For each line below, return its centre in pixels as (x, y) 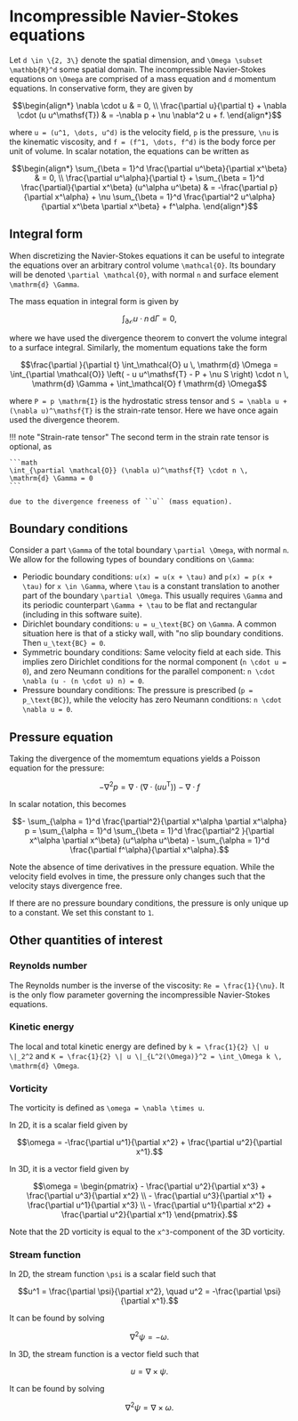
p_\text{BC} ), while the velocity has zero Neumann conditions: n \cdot (152, 699)
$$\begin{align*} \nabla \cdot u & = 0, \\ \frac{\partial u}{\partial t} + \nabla (149, 105)
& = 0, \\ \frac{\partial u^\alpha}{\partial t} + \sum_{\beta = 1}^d (149, 178)
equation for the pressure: (57, 768)
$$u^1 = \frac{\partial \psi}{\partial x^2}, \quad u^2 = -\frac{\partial (140, 1291)
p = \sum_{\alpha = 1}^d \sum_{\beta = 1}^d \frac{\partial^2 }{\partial (149, 830)
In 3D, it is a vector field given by (69, 1169)
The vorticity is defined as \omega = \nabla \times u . (107, 1108)
